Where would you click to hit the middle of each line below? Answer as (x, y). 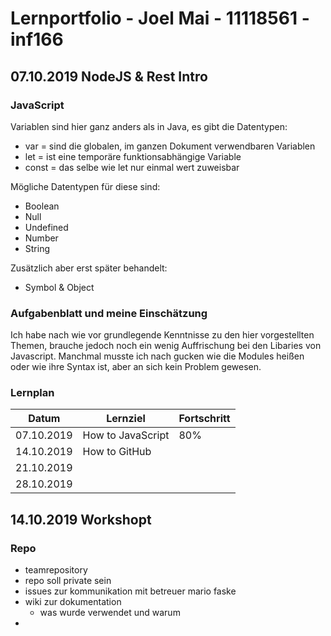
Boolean (42, 206)
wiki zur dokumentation (73, 602)
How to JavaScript (126, 435)
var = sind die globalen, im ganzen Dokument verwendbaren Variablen (170, 146)
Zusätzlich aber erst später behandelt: (89, 268)
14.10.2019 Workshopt (81, 519)
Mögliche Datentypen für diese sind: (85, 186)
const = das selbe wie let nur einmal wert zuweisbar (132, 167)
